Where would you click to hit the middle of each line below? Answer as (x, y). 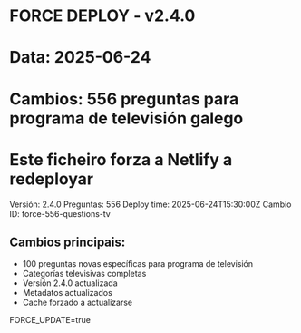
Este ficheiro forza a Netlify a (121, 159)
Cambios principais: (68, 242)
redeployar (51, 179)
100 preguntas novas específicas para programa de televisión (138, 264)
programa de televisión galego (126, 118)
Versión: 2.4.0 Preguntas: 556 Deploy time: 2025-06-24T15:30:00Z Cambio (150, 204)
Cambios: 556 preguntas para (124, 98)
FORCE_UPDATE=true (50, 320)
